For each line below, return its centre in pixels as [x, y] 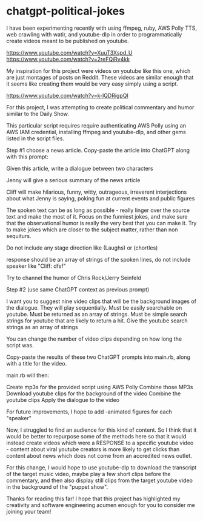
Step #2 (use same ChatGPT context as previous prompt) [78, 289]
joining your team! [29, 511]
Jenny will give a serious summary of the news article [73, 180]
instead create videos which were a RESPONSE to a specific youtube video [100, 443]
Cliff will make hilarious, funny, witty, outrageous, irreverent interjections [97, 192]
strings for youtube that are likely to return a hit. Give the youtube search [97, 321]
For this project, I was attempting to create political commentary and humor [100, 107]
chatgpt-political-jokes [66, 11]
